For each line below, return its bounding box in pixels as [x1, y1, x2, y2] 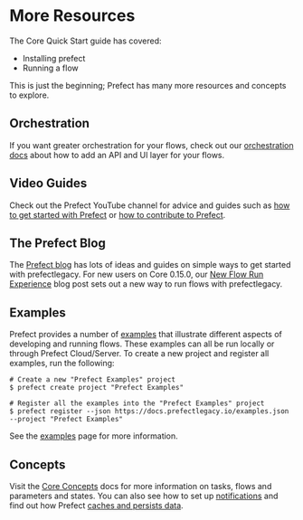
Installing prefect [22, 52, 86, 63]
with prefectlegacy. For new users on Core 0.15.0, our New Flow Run [9, 269, 264, 280]
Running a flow [22, 62, 79, 73]
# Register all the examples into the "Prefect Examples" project [9, 399, 265, 408]
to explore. [9, 90, 50, 100]
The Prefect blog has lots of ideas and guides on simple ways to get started [9, 260, 291, 270]
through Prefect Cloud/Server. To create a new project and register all [9, 348, 270, 359]
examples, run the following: [9, 358, 115, 369]
